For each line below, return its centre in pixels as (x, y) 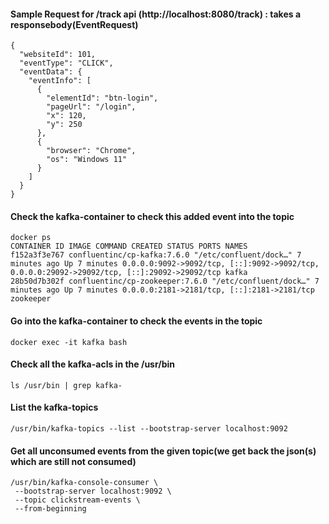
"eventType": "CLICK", (66, 63)
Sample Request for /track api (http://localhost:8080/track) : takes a (156, 14)
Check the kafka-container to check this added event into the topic (152, 216)
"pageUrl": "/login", (91, 107)
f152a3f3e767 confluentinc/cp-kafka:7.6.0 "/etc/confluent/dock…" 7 (156, 255)
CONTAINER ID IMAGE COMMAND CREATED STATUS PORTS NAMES (129, 246)
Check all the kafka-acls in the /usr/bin (92, 364)
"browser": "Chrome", (91, 151)
